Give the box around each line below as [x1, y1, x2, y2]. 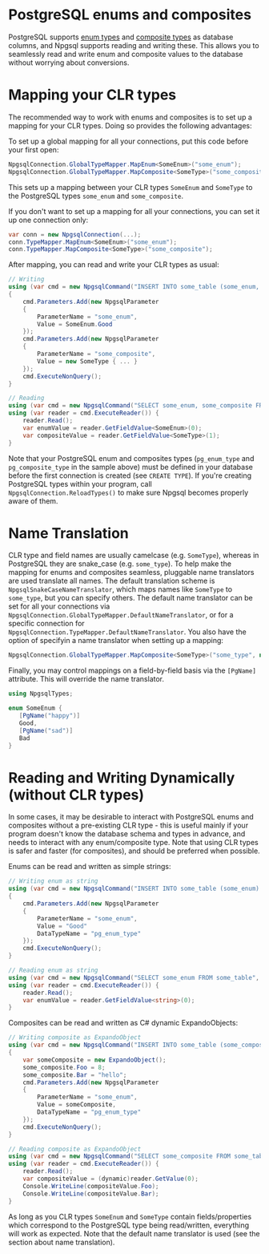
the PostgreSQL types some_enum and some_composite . [8, 191, 184, 200]
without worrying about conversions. [8, 58, 130, 67]
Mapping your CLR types [8, 86, 177, 104]
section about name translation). [8, 1237, 115, 1247]
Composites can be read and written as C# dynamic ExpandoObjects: [8, 1018, 239, 1028]
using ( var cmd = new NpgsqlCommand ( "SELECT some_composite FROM [8, 1152, 231, 1160]
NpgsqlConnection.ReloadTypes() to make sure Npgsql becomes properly [8, 487, 249, 497]
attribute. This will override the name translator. [8, 674, 165, 684]
